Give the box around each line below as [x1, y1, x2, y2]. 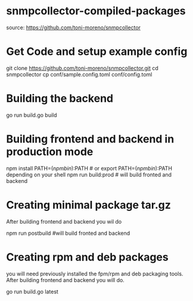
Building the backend [6, 92, 114, 105]
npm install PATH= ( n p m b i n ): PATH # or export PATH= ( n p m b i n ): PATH [6, 165, 173, 172]
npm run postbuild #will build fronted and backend [6, 229, 130, 237]
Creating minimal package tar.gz [6, 198, 171, 212]
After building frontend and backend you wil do [6, 218, 122, 225]
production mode [6, 145, 94, 159]
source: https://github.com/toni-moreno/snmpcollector [6, 24, 141, 31]
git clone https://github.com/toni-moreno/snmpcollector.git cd [6, 64, 159, 72]
